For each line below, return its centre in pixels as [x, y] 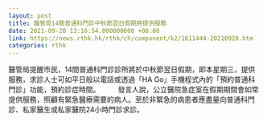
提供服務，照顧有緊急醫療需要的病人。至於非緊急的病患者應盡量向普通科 [128, 100]
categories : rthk [37, 46]
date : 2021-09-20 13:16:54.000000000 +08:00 [84, 31]
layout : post [30, 16]
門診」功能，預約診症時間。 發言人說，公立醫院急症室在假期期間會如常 [133, 90]
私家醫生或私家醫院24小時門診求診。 [83, 110]
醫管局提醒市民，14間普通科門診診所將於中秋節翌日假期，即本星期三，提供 [132, 70]
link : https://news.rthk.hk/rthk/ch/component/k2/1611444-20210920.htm [131, 38]
